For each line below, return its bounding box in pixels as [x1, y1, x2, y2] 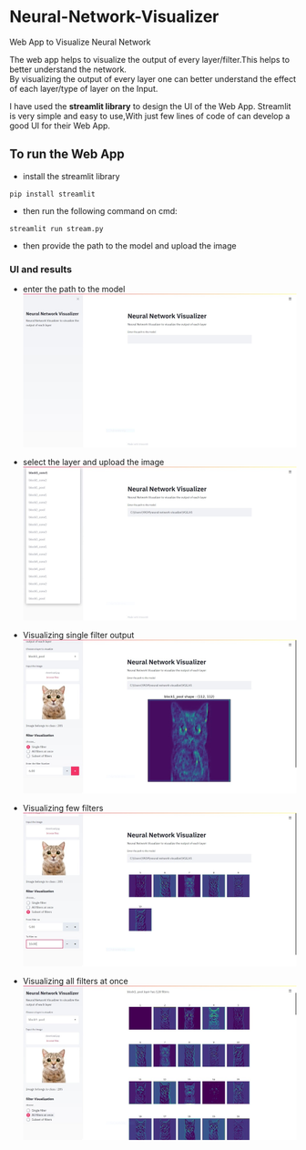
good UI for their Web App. [9, 120, 111, 131]
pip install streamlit [9, 189, 96, 198]
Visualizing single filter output [22, 630, 135, 641]
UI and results [9, 262, 73, 275]
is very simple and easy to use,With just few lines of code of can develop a [9, 110, 291, 121]
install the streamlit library [22, 170, 120, 181]
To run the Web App [9, 147, 125, 162]
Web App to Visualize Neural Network [9, 36, 151, 47]
